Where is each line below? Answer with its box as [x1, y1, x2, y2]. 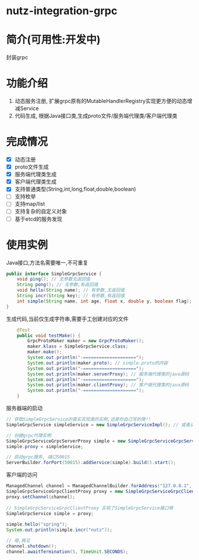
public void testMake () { [17, 333, 81, 339]
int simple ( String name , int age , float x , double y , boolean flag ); [17, 298, 192, 304]
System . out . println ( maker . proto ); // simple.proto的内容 [27, 360, 168, 366]
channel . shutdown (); [6, 543, 57, 549]
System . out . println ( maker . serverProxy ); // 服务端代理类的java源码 [27, 371, 190, 377]
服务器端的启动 [6, 404, 43, 411]
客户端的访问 [6, 471, 37, 478]
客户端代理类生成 [14, 178, 57, 185]
